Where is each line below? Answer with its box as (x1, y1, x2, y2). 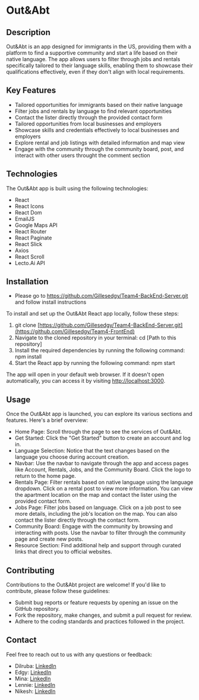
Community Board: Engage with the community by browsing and (14, 523, 173, 530)
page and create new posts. (14, 535, 84, 543)
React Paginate (14, 234, 52, 241)
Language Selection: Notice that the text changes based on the (14, 447, 170, 455)
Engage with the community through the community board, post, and (14, 145, 184, 152)
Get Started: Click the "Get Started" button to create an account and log (14, 434, 191, 442)
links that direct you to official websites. (14, 548, 112, 556)
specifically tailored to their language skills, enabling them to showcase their (6, 62, 193, 69)
